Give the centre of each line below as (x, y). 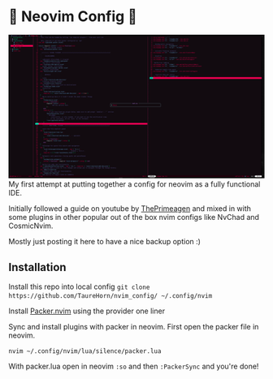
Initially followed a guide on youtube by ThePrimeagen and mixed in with (130, 209)
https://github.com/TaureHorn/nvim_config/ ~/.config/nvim (110, 296)
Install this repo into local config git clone (79, 286)
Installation (37, 267)
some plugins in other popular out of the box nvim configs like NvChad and (134, 217)
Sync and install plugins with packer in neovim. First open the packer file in (134, 327)
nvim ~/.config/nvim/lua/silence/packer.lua (85, 351)
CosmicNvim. (31, 226)
